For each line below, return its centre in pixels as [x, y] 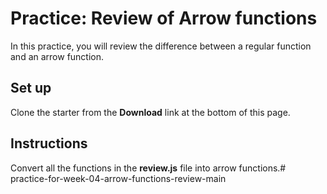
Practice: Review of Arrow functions [164, 18]
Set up [31, 88]
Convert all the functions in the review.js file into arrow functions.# [148, 168]
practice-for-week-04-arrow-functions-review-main [118, 178]
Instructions [49, 143]
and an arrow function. [57, 56]
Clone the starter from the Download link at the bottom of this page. [150, 112]
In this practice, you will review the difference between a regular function [161, 46]
